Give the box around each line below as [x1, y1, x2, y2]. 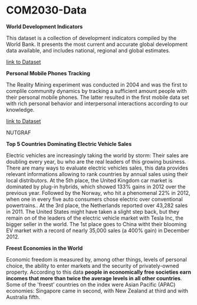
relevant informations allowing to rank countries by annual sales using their [6, 170, 189, 177]
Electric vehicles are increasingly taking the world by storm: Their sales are [6, 151, 189, 159]
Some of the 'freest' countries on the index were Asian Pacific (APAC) [6, 281, 176, 288]
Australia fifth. [6, 293, 40, 300]
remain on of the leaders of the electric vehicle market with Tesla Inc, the [6, 214, 184, 221]
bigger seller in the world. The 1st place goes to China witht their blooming [6, 220, 187, 227]
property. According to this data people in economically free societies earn [6, 268, 192, 276]
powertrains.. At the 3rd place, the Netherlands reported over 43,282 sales [6, 201, 188, 209]
